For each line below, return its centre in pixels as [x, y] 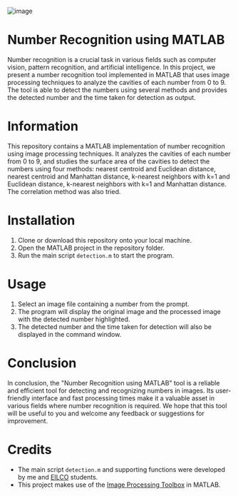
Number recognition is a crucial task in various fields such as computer [112, 59]
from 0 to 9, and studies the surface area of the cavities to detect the [109, 161]
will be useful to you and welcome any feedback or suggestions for [106, 413]
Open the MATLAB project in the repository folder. [91, 248]
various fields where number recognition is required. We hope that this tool [117, 405]
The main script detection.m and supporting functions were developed [121, 469]
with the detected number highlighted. [74, 319]
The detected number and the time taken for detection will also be [115, 327]
